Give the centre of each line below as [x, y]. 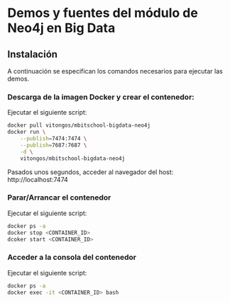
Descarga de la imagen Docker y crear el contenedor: [101, 97]
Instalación [33, 54]
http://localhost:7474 [38, 179]
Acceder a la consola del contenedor [72, 258]
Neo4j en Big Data [61, 28]
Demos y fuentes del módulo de [103, 13]
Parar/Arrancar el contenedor [59, 198]
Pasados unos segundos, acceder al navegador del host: [91, 172]
